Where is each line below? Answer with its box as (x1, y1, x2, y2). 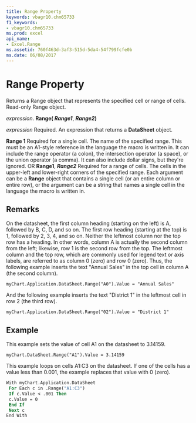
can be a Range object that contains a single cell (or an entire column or (6, 174, 181, 182)
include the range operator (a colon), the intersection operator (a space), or (6, 150, 189, 157)
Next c (8, 407, 25, 413)
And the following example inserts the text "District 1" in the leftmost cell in (6, 291, 187, 298)
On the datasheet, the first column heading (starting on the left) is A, (6, 220, 171, 227)
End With (6, 412, 28, 419)
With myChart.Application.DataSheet (6, 380, 96, 386)
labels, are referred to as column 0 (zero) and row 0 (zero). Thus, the (6, 257, 173, 264)
